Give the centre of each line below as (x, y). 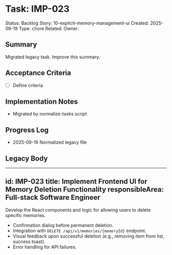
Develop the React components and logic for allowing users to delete (78, 210)
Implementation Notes (42, 102)
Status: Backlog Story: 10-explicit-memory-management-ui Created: (77, 23)
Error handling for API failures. (45, 247)
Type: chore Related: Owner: (49, 28)
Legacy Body (27, 158)
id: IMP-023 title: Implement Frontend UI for (76, 182)
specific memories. (26, 215)
